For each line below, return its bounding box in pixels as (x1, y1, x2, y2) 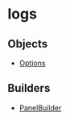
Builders (7, 81, 51, 95)
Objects (7, 37, 48, 51)
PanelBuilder (19, 102, 62, 113)
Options (19, 58, 46, 68)
